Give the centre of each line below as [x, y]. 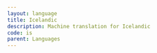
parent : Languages [34, 39]
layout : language [32, 13]
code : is [20, 33]
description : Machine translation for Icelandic [79, 26]
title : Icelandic [32, 20]
